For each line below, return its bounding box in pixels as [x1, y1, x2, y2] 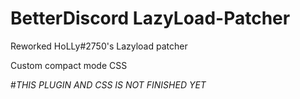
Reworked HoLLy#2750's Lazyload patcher [10, 40, 188, 52]
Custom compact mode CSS [10, 59, 128, 71]
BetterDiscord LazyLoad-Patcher [10, 7, 291, 30]
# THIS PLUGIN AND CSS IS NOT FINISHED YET [10, 78, 207, 91]
